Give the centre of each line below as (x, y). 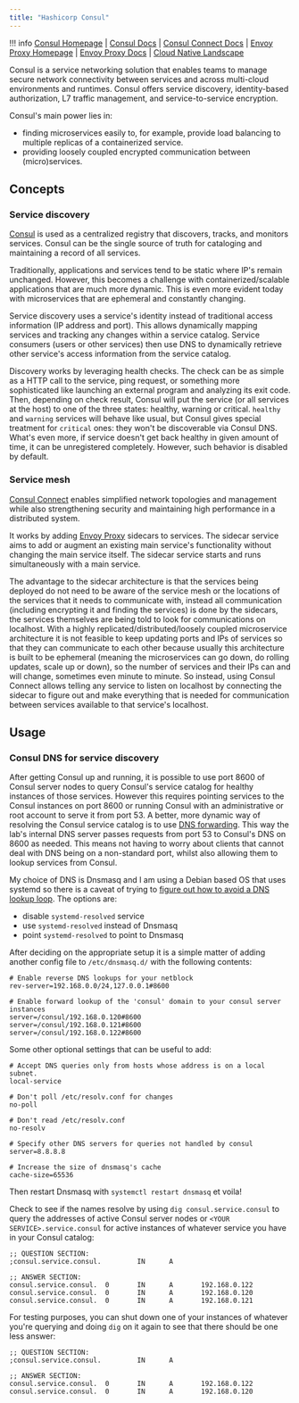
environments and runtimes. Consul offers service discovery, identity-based (149, 88)
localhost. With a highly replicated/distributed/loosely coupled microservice (148, 628)
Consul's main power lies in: (61, 115)
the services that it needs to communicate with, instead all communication (146, 600)
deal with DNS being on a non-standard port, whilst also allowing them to (144, 853)
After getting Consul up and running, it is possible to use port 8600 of (137, 777)
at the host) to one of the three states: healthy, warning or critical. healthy (145, 409)
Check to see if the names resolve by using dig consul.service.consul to (144, 1209)
